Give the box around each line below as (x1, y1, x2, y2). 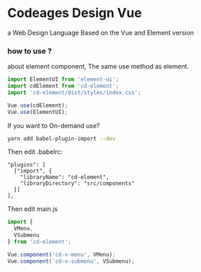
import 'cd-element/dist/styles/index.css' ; (7, 89, 141, 96)
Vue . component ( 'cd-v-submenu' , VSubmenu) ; (7, 257, 135, 265)
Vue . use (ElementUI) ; (7, 108, 69, 115)
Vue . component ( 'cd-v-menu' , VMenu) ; (7, 251, 116, 258)
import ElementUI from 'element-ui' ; (7, 76, 119, 83)
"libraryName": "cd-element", (20, 174, 110, 181)
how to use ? (7, 46, 52, 56)
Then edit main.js (7, 205, 58, 213)
